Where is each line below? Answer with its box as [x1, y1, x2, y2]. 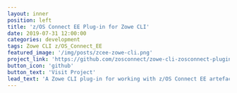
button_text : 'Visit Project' [7, 69, 97, 76]
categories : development [7, 36, 80, 43]
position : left [7, 17, 52, 24]
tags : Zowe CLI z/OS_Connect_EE [7, 43, 102, 50]
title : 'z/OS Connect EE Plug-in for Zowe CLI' [7, 23, 150, 30]
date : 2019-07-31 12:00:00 [7, 29, 87, 37]
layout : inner [7, 10, 49, 17]
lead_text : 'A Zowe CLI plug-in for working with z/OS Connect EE [7, 75, 207, 83]
